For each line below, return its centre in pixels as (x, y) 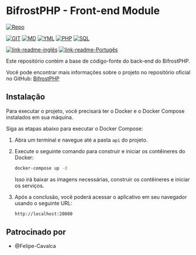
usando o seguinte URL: (43, 203)
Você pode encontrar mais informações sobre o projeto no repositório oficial (98, 72)
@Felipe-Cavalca (35, 246)
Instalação (26, 97)
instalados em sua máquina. (40, 117)
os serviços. (29, 185)
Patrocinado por (36, 232)
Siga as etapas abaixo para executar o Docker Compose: (75, 128)
